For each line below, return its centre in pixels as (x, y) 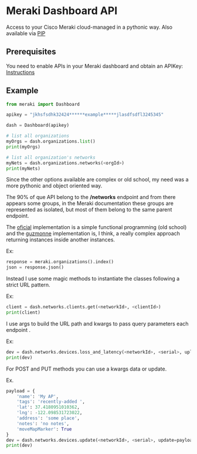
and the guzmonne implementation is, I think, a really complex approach (93, 234)
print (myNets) (23, 169)
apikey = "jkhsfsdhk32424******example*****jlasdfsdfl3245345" (85, 115)
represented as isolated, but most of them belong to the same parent (89, 210)
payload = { (21, 391)
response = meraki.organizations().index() (60, 262)
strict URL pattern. (28, 285)
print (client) (23, 312)
